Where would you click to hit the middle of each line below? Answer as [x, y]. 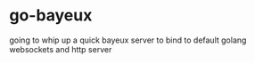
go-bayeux [51, 16]
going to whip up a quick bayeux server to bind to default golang [128, 40]
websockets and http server [61, 49]
